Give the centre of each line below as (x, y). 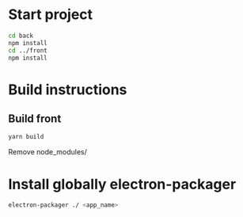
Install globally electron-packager (122, 184)
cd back (21, 36)
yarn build (26, 137)
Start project (51, 15)
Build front (35, 119)
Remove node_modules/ (47, 152)
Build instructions (68, 89)
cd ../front (28, 50)
